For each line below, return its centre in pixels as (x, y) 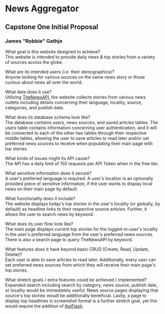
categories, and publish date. (35, 107)
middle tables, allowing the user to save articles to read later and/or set (77, 138)
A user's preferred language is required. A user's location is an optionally (79, 178)
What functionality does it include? (40, 198)
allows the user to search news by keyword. (50, 214)
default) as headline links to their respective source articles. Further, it (76, 209)
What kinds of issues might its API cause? (48, 158)
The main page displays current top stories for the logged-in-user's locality (82, 229)
